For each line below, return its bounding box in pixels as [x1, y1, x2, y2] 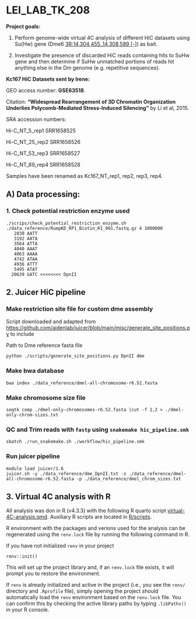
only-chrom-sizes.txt [6, 412, 59, 418]
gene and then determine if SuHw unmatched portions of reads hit [14, 58, 174, 65]
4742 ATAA [13, 256, 38, 262]
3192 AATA [13, 235, 38, 242]
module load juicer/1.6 [6, 466, 64, 472]
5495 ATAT [13, 266, 38, 272]
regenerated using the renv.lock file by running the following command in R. [6, 531, 190, 538]
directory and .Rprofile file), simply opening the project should [6, 587, 159, 594]
